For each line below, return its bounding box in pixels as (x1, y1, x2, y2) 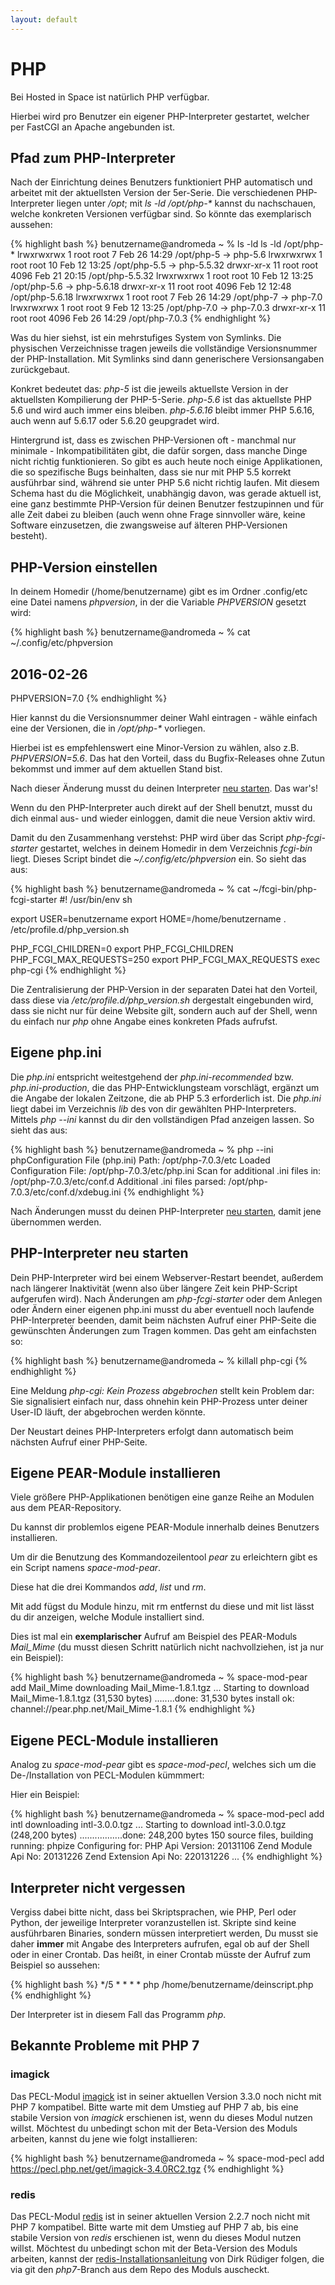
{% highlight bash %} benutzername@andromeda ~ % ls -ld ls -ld (10, 238, 282, 250)
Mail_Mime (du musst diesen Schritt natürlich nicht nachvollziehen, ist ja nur (10, 1641, 324, 1653)
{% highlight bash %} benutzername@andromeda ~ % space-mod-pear (10, 1671, 308, 1683)
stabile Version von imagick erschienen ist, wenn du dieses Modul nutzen (10, 2111, 313, 2123)
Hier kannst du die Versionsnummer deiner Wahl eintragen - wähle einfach (10, 712, 318, 723)
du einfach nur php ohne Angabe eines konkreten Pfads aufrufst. (10, 1016, 278, 1027)
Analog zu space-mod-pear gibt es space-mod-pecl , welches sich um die (10, 1759, 317, 1771)
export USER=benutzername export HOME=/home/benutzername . (10, 913, 287, 925)
